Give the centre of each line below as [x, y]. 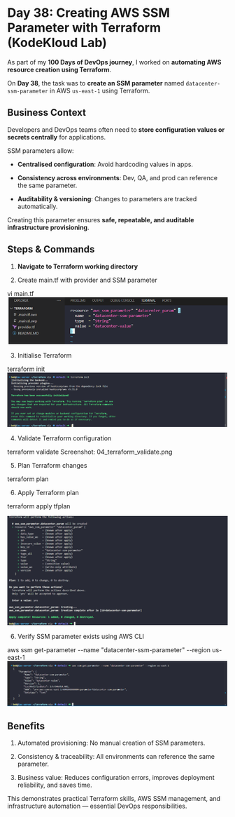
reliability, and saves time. [55, 785]
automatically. [37, 206]
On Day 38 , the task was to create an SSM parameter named [96, 83]
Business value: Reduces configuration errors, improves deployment [116, 778]
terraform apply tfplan [39, 506]
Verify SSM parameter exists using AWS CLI [81, 636]
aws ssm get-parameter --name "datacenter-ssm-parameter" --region [109, 649]
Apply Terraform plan [48, 493]
